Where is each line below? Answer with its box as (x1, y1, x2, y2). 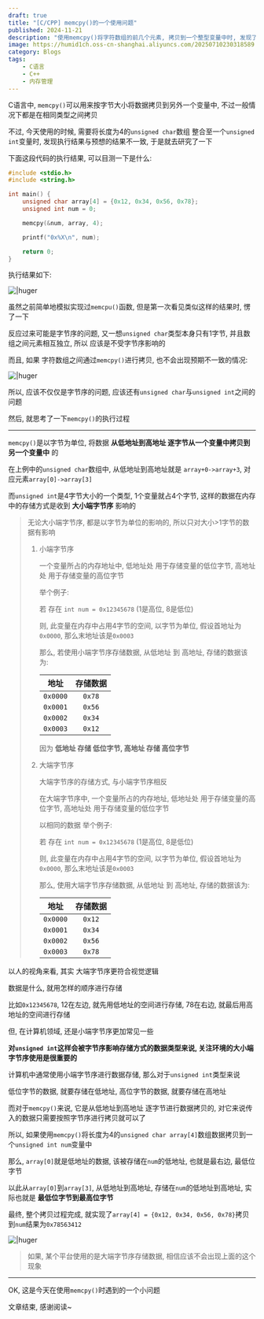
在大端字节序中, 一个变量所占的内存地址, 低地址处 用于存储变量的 (38, 794, 249, 803)
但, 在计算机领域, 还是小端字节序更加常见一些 (8, 1027, 154, 1036)
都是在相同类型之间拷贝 (21, 109, 98, 119)
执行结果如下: (8, 270, 53, 280)
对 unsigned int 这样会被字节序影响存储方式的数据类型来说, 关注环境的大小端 (8, 1043, 254, 1053)
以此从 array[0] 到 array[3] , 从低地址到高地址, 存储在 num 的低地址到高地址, (8, 1183, 244, 1193)
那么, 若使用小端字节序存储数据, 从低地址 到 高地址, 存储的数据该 (38, 647, 248, 658)
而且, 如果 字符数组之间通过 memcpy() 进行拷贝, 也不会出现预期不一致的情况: (8, 355, 248, 365)
